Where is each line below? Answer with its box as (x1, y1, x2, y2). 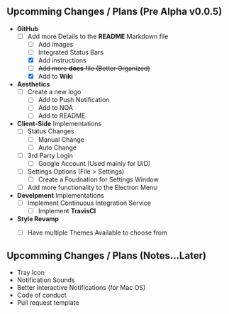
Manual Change (38, 135, 85, 144)
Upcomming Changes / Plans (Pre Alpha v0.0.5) (6, 6, 223, 18)
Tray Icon (16, 268, 45, 276)
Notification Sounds (16, 276, 75, 284)
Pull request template (16, 298, 79, 307)
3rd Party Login (27, 151, 74, 159)
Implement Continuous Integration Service (27, 198, 152, 207)
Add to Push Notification (38, 96, 110, 104)
